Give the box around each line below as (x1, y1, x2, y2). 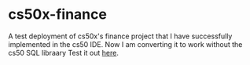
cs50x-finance (8, 5, 108, 23)
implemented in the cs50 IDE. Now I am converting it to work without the (8, 39, 243, 49)
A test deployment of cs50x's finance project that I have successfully (8, 31, 233, 41)
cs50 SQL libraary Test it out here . (8, 48, 119, 57)
